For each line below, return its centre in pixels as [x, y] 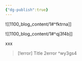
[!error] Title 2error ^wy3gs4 [47, 53]
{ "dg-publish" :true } [27, 10]
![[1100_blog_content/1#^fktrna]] [38, 24]
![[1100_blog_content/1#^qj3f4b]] [39, 33]
